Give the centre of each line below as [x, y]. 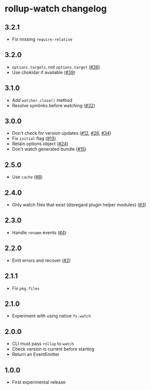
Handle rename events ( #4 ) [39, 232]
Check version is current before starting [53, 349]
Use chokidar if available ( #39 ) [44, 72]
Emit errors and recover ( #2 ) [41, 260]
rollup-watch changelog [56, 9]
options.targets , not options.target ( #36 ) [56, 67]
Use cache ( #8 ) [27, 177]
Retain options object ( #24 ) [40, 144]
